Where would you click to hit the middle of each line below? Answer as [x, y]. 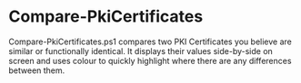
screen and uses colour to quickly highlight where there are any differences [150, 60]
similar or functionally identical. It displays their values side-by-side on [141, 51]
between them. [37, 70]
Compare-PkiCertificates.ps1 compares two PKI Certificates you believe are [150, 41]
